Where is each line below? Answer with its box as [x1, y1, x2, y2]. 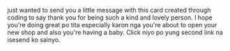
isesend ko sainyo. [7, 36, 61, 44]
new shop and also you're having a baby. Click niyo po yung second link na [7, 28, 223, 36]
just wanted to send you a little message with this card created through [7, 6, 211, 14]
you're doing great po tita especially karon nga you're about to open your [7, 21, 217, 29]
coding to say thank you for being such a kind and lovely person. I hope [7, 13, 213, 22]
